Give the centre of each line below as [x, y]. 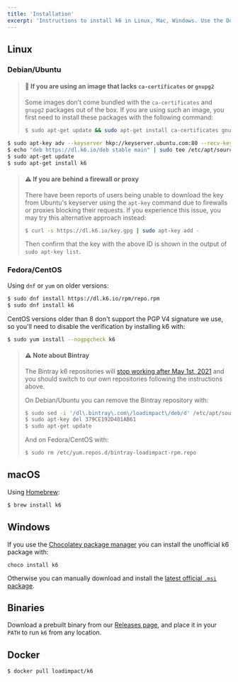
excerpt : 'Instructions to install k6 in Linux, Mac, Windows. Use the [115, 21]
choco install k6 [33, 565]
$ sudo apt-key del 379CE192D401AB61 [80, 420]
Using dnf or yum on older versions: [58, 286]
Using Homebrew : [34, 492]
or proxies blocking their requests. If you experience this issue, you [123, 210]
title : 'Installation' [41, 14]
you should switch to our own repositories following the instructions [124, 379]
